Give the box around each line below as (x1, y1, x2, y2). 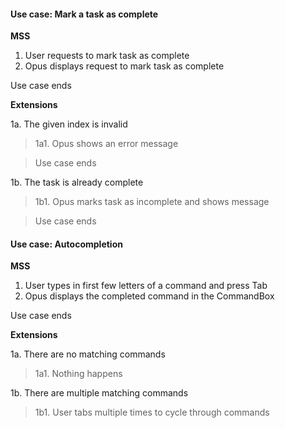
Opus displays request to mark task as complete (24, 60, 225, 72)
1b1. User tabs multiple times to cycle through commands (34, 406, 270, 419)
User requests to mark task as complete (24, 50, 190, 62)
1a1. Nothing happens (34, 368, 123, 380)
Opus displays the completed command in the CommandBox (24, 290, 275, 302)
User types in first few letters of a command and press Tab (24, 280, 268, 292)
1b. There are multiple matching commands (10, 387, 189, 399)
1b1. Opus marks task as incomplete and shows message (34, 196, 270, 208)
